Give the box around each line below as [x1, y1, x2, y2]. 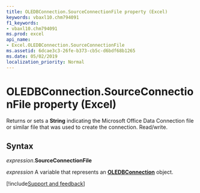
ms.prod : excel [6, 31, 44, 37]
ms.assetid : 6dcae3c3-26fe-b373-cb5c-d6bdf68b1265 [6, 48, 136, 54]
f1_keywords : [6, 20, 39, 26]
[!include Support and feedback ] [6, 180, 85, 188]
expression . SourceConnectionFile [6, 157, 92, 164]
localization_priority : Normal [6, 59, 85, 65]
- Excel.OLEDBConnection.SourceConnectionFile [6, 43, 125, 49]
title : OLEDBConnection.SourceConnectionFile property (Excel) [6, 8, 168, 15]
